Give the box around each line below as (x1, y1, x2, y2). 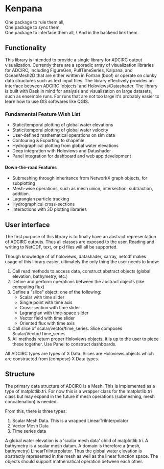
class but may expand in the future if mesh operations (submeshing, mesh (5, 393, 155, 399)
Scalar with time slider (19, 295, 65, 300)
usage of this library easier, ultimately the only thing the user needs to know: (5, 259, 160, 265)
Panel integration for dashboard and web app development (12, 153, 131, 159)
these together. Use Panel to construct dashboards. (12, 341, 117, 347)
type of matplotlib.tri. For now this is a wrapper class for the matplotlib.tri (5, 388, 152, 394)
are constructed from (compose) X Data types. (5, 356, 99, 362)
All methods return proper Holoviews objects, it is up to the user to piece (12, 336, 159, 342)
